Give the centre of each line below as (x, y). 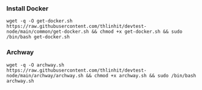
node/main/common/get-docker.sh (48, 32)
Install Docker (28, 9)
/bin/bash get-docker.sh (38, 37)
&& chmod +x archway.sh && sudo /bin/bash (141, 75)
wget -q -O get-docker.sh (39, 21)
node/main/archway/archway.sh (45, 75)
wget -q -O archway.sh (35, 65)
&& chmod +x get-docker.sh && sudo (137, 32)
